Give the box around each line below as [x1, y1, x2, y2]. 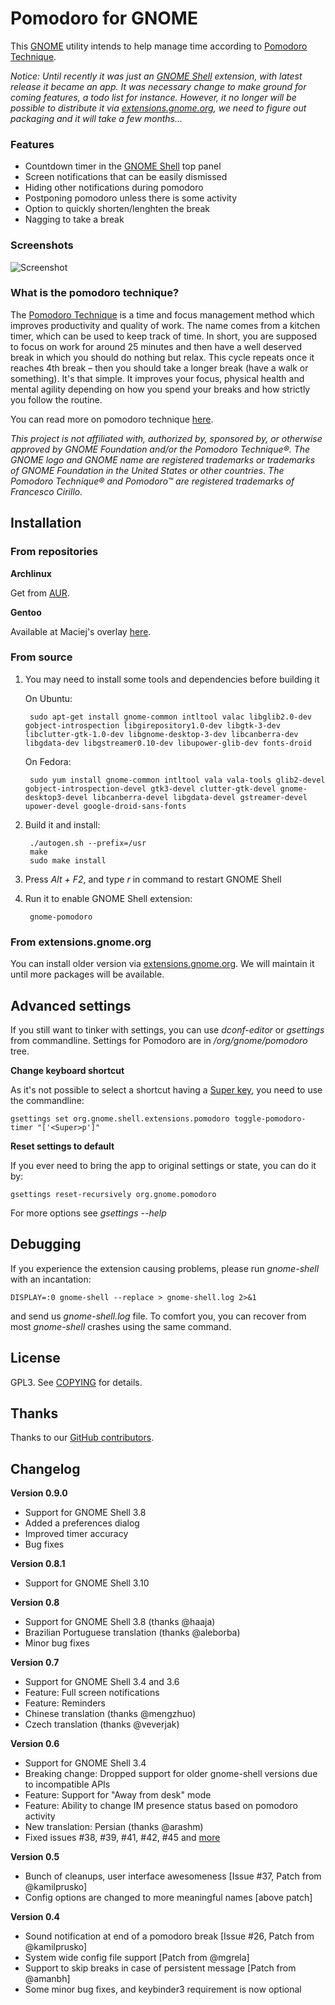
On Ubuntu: [24, 692, 73, 704]
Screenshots [10, 238, 74, 252]
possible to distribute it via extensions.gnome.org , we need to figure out [10, 102, 307, 114]
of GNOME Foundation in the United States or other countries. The [10, 464, 285, 476]
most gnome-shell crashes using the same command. [10, 1320, 232, 1332]
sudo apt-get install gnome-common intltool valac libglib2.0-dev [29, 712, 312, 722]
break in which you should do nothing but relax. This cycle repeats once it [10, 351, 315, 363]
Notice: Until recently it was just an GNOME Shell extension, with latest [10, 70, 303, 82]
